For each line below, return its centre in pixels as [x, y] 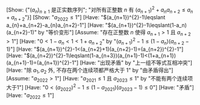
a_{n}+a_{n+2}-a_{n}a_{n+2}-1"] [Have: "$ [59, 25]
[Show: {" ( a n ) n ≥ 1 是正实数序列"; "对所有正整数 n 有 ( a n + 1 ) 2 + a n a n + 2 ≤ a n [100, 10]
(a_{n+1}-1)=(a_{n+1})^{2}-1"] [42, 62]
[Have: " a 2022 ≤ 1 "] [30, 96]
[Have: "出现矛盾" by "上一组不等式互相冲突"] [136, 62]
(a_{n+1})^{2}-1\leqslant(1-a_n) [149, 25]
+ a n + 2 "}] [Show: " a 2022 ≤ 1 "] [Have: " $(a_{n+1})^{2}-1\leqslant [86, 18]
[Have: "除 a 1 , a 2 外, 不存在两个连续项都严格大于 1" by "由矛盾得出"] [90, 70]
